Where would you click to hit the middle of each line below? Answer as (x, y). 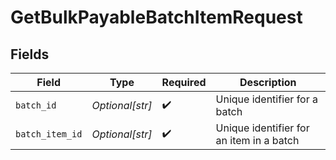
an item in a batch (257, 140)
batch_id (36, 105)
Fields (30, 54)
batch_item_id (49, 134)
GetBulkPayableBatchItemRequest (156, 17)
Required (184, 82)
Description (268, 82)
